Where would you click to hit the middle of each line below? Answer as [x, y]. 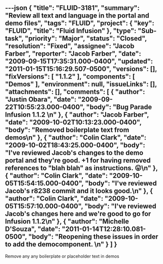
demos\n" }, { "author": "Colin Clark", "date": [76, 138]
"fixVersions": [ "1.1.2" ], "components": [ [70, 77]
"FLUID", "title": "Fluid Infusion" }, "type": [71, 31]
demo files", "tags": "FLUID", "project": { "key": [80, 23]
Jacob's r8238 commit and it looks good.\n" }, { [79, 191]
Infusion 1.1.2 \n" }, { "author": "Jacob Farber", [77, 115]
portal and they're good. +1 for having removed [78, 161]
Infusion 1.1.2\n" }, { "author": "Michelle [67, 222]
